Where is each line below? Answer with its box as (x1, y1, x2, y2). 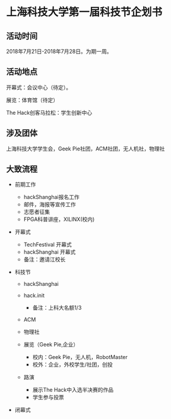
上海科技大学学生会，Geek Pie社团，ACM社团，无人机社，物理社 (6, 145, 165, 152)
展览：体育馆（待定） (6, 96, 58, 103)
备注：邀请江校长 (23, 256, 66, 263)
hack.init (23, 292, 45, 299)
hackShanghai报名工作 (23, 194, 80, 201)
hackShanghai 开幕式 (23, 248, 76, 256)
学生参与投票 (32, 393, 64, 401)
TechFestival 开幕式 (23, 241, 72, 248)
